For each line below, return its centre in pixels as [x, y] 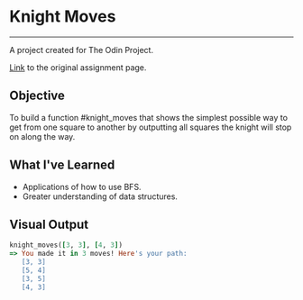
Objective [37, 96]
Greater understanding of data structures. [100, 196]
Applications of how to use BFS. [82, 186]
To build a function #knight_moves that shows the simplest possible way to [149, 117]
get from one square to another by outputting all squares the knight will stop [151, 127]
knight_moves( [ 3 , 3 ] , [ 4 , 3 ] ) [66, 245]
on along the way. [42, 136]
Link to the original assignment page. [78, 67]
